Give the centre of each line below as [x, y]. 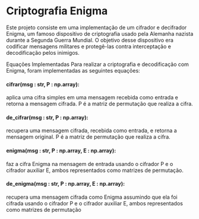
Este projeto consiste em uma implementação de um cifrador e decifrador [97, 27]
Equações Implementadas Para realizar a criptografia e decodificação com [97, 64]
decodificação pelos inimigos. [43, 52]
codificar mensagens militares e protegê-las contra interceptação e [89, 46]
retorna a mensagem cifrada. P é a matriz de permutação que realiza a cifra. [99, 104]
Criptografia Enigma [57, 11]
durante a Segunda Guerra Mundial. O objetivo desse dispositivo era [90, 40]
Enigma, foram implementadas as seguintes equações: [73, 70]
